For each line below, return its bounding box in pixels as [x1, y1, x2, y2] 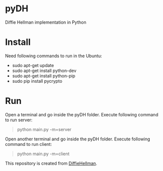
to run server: [5, 117, 33, 123]
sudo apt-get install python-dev [12, 68, 77, 73]
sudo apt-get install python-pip [12, 72, 75, 79]
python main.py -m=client [17, 151, 70, 157]
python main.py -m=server [17, 126, 72, 132]
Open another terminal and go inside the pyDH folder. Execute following [5, 136, 151, 142]
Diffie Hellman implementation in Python [5, 19, 87, 25]
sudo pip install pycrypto [12, 78, 62, 84]
